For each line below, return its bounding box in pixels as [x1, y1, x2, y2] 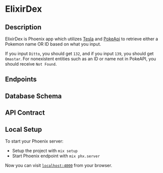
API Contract [5, 109, 45, 117]
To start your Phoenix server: [5, 138, 63, 144]
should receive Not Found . [5, 61, 57, 67]
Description [5, 23, 41, 31]
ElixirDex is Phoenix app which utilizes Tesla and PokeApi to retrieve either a [5, 36, 159, 42]
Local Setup [5, 125, 42, 133]
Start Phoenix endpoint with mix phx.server [12, 153, 100, 159]
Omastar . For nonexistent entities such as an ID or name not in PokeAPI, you [5, 56, 156, 62]
